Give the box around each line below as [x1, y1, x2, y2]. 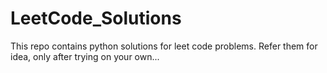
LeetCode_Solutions [10, 7, 182, 30]
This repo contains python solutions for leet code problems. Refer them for [10, 40, 318, 52]
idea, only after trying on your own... [10, 50, 160, 62]
